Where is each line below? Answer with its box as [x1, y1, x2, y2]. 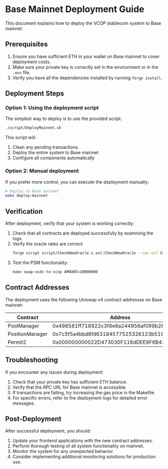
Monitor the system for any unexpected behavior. [12, 448, 114, 454]
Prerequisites [5, 40, 48, 49]
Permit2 [7, 338, 26, 345]
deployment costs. [12, 59, 51, 65]
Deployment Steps [5, 89, 64, 98]
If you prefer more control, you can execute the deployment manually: [5, 179, 149, 185]
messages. [12, 400, 35, 406]
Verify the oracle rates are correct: [12, 241, 84, 247]
